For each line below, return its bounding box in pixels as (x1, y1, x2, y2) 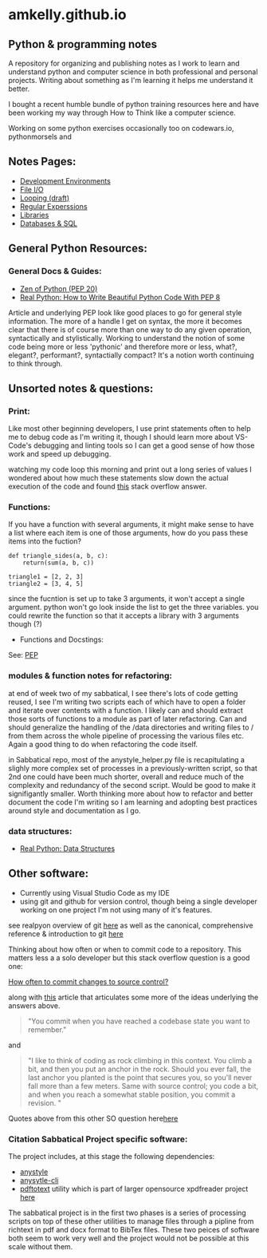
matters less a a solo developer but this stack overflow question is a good (8, 952, 250, 963)
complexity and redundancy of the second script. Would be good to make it (8, 780, 257, 789)
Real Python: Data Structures (19, 844, 116, 853)
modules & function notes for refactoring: (8, 671, 173, 682)
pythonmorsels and (8, 132, 72, 141)
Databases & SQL (19, 218, 78, 228)
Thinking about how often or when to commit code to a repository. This (8, 944, 241, 954)
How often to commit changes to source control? (8, 976, 169, 987)
